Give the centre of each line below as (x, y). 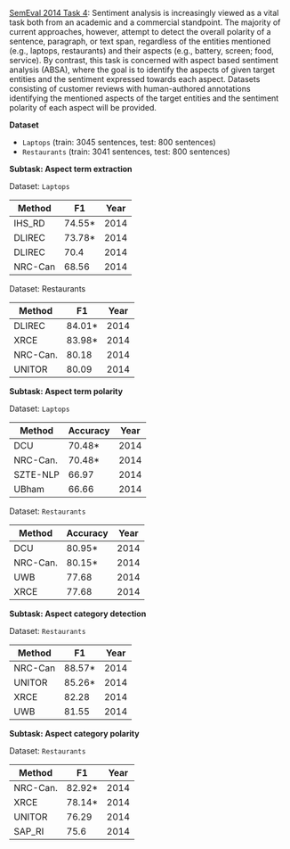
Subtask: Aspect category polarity (74, 734)
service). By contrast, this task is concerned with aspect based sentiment (144, 60)
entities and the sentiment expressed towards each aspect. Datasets (135, 79)
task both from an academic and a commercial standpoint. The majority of (145, 22)
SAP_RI (29, 831)
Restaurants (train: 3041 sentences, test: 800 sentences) (126, 152)
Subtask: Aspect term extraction (71, 169)
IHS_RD (30, 223)
